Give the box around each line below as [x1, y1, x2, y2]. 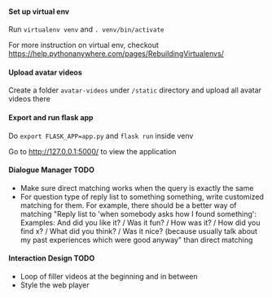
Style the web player [20, 280, 90, 290]
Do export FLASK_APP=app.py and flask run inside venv [8, 131, 194, 140]
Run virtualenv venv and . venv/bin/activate [8, 24, 165, 34]
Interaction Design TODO [8, 253, 95, 263]
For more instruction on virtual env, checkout [8, 41, 159, 50]
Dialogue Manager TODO [8, 165, 95, 175]
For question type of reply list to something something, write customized [20, 192, 265, 201]
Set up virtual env [8, 6, 70, 16]
